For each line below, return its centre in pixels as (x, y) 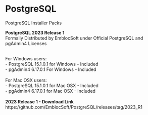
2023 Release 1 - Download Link (40, 101)
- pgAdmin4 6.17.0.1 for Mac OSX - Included (51, 91)
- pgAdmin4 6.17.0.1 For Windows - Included (51, 69)
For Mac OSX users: (26, 80)
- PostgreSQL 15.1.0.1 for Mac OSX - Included (52, 85)
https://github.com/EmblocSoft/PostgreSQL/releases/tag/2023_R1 (74, 107)
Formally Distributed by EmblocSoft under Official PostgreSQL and (74, 38)
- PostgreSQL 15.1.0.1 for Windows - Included (52, 64)
